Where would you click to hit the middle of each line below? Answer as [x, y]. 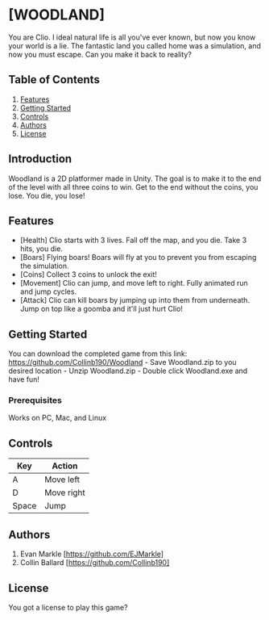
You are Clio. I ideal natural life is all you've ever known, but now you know [132, 37]
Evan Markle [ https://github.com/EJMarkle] [91, 554]
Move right [65, 492]
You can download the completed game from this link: [98, 354]
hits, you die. [41, 249]
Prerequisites [35, 400]
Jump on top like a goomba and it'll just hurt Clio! [101, 309]
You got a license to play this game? [68, 607]
